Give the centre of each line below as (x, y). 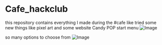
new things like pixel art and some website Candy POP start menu (72, 27)
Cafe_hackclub (36, 9)
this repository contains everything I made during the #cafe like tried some (81, 22)
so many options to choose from (38, 37)
